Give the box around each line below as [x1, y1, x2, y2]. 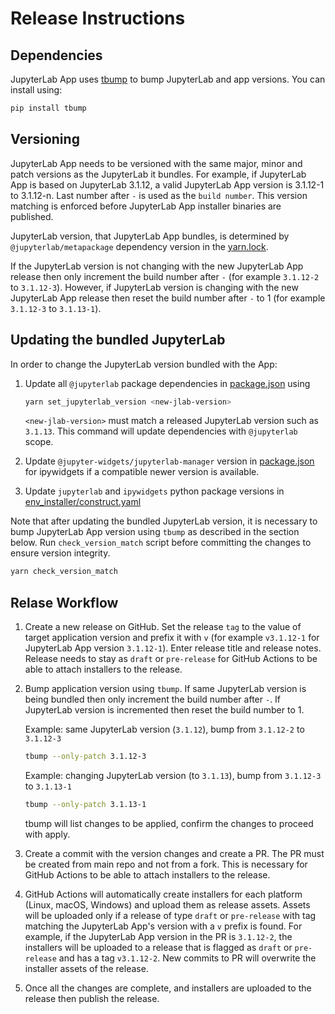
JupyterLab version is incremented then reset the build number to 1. [24, 704, 305, 716]
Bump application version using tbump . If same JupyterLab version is [24, 683, 307, 695]
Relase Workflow [10, 594, 119, 611]
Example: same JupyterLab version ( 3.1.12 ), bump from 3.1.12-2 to [24, 723, 305, 736]
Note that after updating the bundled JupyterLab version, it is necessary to [10, 515, 318, 527]
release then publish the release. [24, 992, 160, 1004]
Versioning [10, 131, 80, 148]
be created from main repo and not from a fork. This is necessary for [24, 858, 308, 870]
